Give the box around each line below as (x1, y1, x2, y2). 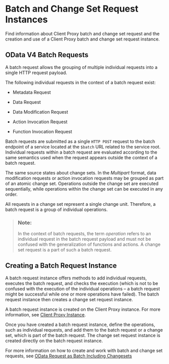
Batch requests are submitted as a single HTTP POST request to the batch (5, 138, 155, 144)
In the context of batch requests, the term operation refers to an (17, 231, 151, 237)
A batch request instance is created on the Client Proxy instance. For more (5, 306, 161, 312)
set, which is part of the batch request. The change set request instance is (5, 332, 160, 338)
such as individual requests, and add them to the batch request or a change (5, 326, 163, 333)
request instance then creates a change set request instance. (5, 296, 133, 302)
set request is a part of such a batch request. (17, 247, 112, 253)
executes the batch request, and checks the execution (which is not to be (5, 280, 158, 286)
